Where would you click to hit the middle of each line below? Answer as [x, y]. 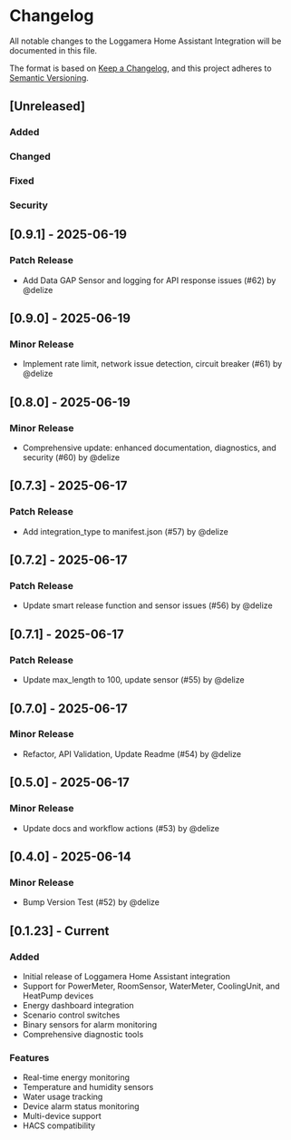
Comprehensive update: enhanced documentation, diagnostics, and [149, 448]
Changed [30, 157]
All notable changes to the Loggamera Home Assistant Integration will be [145, 41]
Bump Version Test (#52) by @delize [91, 902]
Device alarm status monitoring [81, 1106]
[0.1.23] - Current [59, 931]
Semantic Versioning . [49, 77]
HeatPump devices [58, 996]
